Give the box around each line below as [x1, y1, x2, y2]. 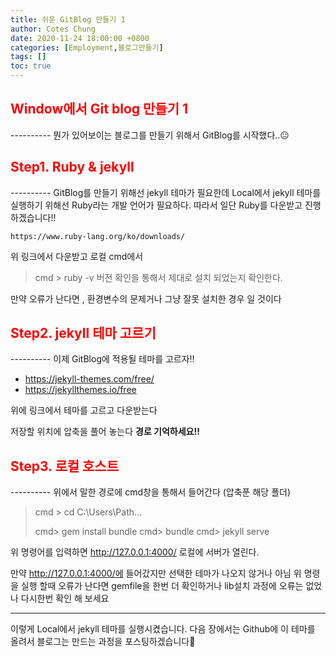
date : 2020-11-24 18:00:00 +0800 [10, 33, 150, 43]
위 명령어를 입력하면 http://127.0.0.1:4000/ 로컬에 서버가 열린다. [10, 546, 260, 558]
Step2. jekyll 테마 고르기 [10, 325, 157, 342]
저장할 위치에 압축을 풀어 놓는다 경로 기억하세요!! [10, 426, 200, 438]
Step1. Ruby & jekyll [10, 159, 135, 176]
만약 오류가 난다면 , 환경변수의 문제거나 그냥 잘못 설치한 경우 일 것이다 [10, 292, 282, 305]
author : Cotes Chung [10, 24, 97, 34]
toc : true [10, 61, 52, 71]
